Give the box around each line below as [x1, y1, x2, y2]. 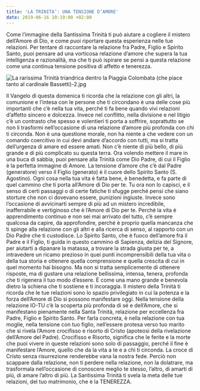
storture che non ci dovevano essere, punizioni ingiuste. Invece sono [6, 194, 176, 201]
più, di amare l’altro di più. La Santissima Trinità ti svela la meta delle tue [6, 371, 183, 378]
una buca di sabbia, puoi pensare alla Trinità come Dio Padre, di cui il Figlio [6, 155, 190, 163]
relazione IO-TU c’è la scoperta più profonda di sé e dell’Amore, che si [6, 301, 178, 308]
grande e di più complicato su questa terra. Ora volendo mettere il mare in [6, 149, 188, 156]
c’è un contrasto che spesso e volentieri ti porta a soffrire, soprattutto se [6, 117, 184, 124]
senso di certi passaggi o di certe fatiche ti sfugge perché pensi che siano [6, 187, 189, 194]
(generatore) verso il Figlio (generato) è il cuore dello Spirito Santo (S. [6, 168, 177, 175]
